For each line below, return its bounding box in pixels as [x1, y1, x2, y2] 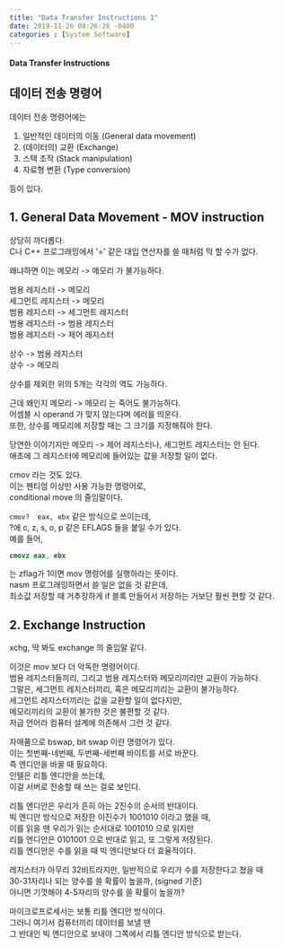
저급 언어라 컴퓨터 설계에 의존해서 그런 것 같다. [9, 717, 172, 728]
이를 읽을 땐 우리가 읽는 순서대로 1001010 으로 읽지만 [9, 823, 195, 834]
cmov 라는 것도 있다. [9, 469, 83, 480]
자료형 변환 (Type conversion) [22, 163, 131, 175]
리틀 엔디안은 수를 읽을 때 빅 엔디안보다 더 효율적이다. [9, 846, 196, 856]
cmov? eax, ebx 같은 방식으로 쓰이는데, [9, 511, 152, 522]
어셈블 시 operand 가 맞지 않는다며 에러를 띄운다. [9, 408, 181, 419]
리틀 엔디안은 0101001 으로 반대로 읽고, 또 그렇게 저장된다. [9, 834, 214, 845]
